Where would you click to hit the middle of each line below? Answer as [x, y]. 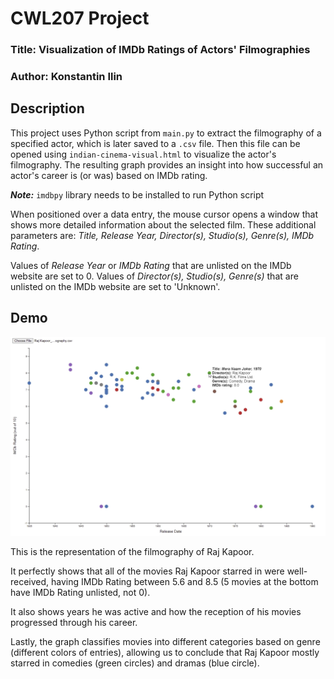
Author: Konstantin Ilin [66, 77]
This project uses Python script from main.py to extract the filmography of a [166, 133]
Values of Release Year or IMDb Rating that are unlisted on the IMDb [151, 265]
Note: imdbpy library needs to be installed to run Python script [137, 194]
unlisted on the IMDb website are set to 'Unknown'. [115, 286]
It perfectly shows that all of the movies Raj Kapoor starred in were [147, 571]
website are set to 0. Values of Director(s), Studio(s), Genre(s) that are [154, 276]
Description [47, 108]
